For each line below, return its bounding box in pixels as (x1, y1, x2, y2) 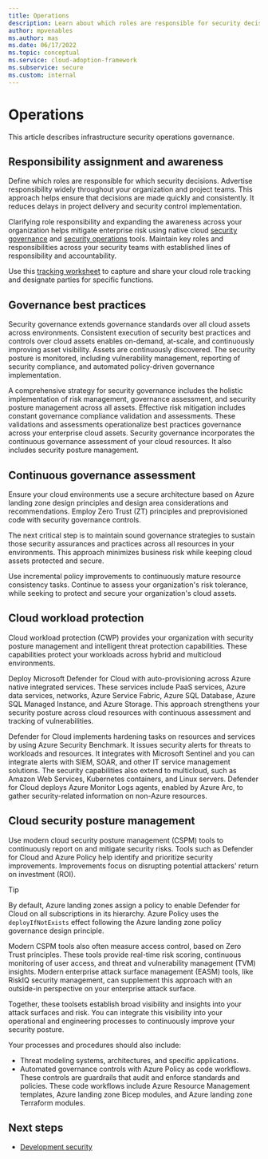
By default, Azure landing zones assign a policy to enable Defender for (8, 900, 241, 910)
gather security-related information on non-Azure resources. (8, 791, 207, 800)
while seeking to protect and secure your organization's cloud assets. (8, 589, 237, 597)
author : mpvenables (8, 26, 73, 34)
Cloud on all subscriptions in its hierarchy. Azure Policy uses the (8, 908, 219, 919)
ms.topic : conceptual (8, 49, 81, 57)
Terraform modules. (19, 1097, 85, 1107)
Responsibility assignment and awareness (8, 155, 224, 169)
